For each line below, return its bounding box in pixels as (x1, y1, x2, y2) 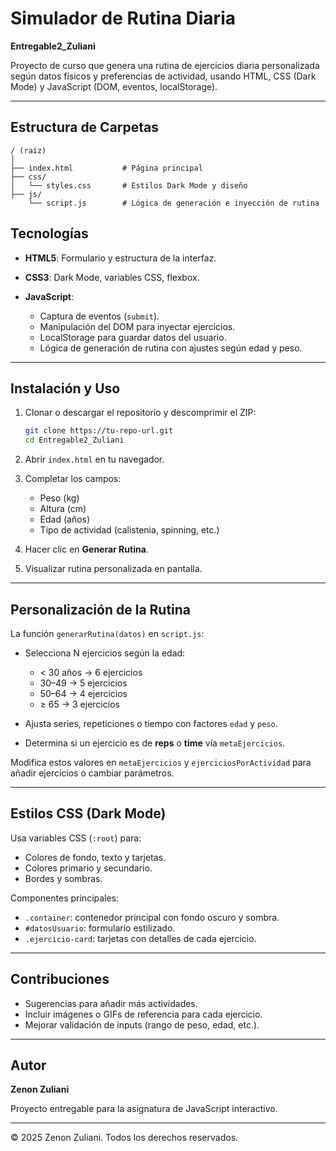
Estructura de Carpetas (10, 119, 160, 136)
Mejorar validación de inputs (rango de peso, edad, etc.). (24, 1018, 260, 1031)
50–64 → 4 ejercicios (39, 687, 128, 699)
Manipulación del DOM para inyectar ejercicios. (39, 320, 236, 332)
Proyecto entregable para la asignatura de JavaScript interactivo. (10, 1103, 278, 1115)
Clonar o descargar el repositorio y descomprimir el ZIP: (24, 407, 257, 419)
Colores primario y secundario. (24, 862, 153, 874)
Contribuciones (10, 971, 110, 988)
